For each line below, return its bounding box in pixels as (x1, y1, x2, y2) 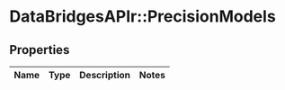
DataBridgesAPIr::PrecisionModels (9, 6, 276, 27)
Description (79, 69, 130, 81)
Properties (9, 42, 70, 58)
